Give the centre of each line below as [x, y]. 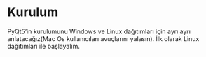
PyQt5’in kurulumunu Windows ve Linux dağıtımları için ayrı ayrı [99, 31]
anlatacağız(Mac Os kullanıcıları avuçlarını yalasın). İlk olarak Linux [103, 38]
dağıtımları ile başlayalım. [44, 46]
